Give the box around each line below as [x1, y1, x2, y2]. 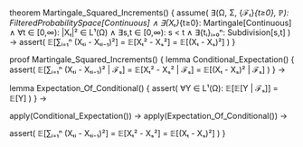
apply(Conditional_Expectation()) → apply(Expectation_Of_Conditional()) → [9, 111, 288, 121]
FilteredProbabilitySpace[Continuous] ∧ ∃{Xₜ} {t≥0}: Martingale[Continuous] [9, 17, 292, 28]
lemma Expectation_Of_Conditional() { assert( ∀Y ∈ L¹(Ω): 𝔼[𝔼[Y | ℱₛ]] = [9, 83, 279, 93]
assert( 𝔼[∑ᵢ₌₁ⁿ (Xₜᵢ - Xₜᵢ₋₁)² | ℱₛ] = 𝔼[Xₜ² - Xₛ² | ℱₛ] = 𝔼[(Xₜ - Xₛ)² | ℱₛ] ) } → [9, 64, 287, 75]
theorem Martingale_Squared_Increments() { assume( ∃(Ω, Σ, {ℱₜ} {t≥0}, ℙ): [9, 7, 289, 18]
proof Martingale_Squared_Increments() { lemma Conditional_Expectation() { [9, 54, 295, 65]
